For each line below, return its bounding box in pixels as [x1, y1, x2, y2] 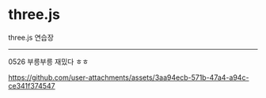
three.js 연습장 [8, 32, 54, 42]
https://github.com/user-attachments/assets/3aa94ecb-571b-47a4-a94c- [8, 73, 249, 82]
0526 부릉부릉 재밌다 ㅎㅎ [8, 57, 89, 66]
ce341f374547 [8, 81, 55, 90]
